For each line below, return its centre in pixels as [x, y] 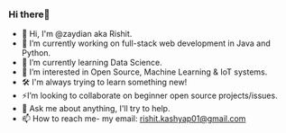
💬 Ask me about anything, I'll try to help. [96, 109]
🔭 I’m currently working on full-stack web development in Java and [146, 43]
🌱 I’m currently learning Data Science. [92, 63]
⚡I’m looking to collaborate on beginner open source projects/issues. [149, 96]
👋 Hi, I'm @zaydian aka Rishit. [77, 34]
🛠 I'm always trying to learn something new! [104, 82]
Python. [36, 53]
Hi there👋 [29, 14]
